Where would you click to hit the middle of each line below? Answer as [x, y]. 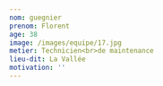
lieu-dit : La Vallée [48, 59]
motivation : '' [38, 68]
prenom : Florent [39, 26]
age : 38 [24, 34]
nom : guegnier [36, 17]
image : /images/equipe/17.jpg [66, 43]
